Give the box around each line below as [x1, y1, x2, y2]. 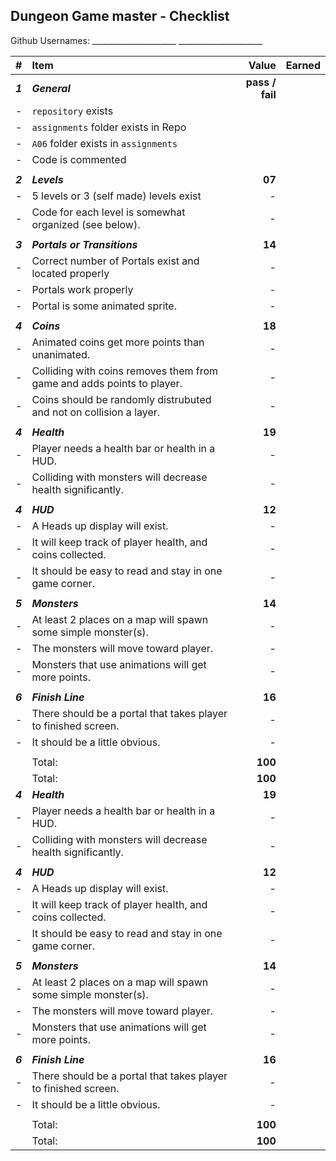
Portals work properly [31, 282, 134, 296]
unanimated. [31, 347, 91, 361]
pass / [245, 75, 277, 89]
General [31, 81, 71, 95]
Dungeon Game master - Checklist [10, 8, 230, 25]
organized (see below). [31, 217, 141, 231]
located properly [31, 266, 110, 280]
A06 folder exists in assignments [31, 136, 178, 150]
